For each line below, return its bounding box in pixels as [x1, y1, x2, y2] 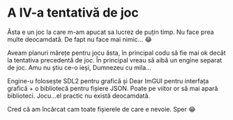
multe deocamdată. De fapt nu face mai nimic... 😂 [7, 35, 152, 43]
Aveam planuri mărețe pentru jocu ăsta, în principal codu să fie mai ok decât [7, 49, 226, 57]
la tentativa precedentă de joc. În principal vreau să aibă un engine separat [7, 55, 223, 64]
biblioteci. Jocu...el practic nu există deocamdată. [7, 92, 151, 100]
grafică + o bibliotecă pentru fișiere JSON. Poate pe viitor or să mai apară [7, 84, 218, 92]
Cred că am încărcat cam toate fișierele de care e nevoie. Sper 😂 [7, 105, 196, 113]
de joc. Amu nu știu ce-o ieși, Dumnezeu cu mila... [7, 63, 151, 71]
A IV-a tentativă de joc [7, 5, 139, 21]
